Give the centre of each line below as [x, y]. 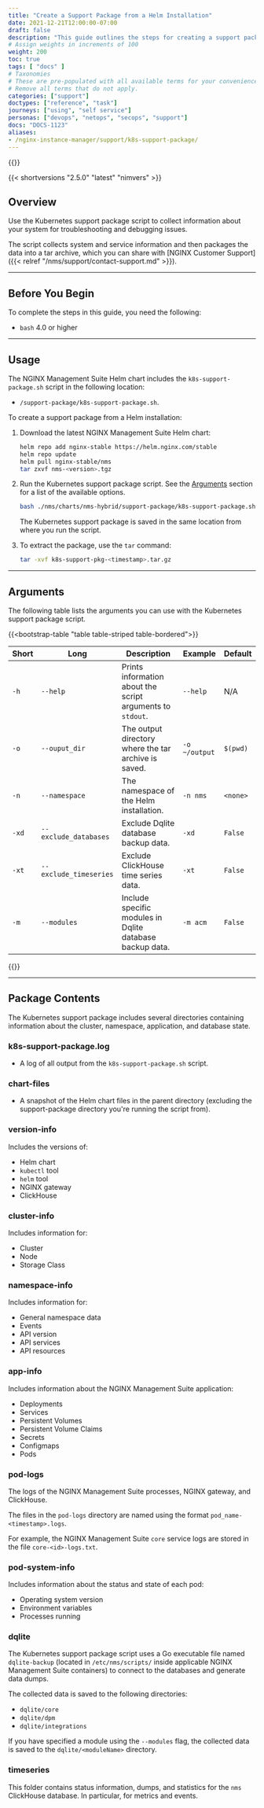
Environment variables [56, 1608]
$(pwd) [236, 748]
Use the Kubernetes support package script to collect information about [125, 221]
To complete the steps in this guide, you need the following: [105, 312]
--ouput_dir [63, 748]
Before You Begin [51, 293]
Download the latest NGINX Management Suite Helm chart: [115, 433]
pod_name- [227, 1515]
